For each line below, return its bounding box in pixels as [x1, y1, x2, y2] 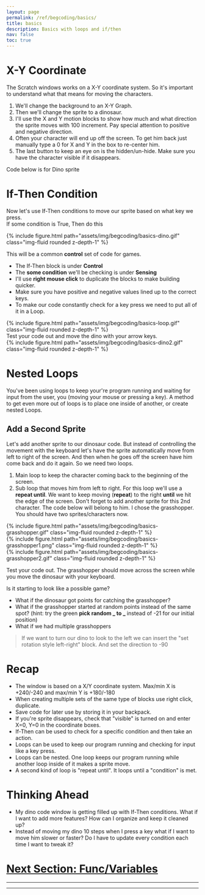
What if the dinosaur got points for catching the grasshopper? [15, 596, 171, 604]
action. [15, 734, 33, 741]
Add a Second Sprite [6, 424, 86, 434]
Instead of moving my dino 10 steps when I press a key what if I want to [15, 827, 195, 835]
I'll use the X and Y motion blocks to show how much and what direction [15, 115, 197, 122]
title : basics [6, 20, 43, 26]
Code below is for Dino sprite [6, 165, 80, 173]
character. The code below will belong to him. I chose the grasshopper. [15, 504, 194, 511]
